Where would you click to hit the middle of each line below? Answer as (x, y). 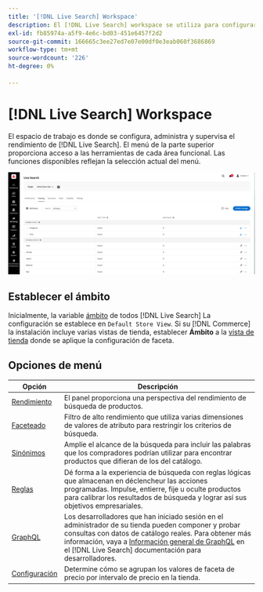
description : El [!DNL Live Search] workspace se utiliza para (113, 25)
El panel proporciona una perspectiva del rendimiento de (155, 397)
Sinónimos (28, 453)
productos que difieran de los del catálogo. (133, 461)
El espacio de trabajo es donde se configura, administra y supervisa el (121, 136)
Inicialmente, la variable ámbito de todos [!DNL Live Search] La (110, 316)
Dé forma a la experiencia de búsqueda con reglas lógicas (157, 472)
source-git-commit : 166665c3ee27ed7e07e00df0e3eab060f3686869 (112, 42)
